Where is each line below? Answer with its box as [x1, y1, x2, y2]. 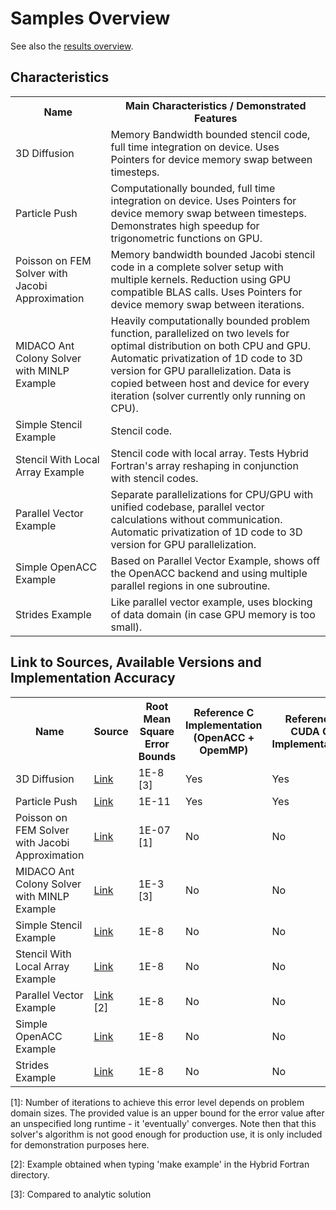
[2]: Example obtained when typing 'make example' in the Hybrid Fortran [10, 1158, 310, 1170]
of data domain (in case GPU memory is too [110, 607, 316, 621]
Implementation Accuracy [10, 670, 176, 687]
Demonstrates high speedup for [110, 218, 260, 232]
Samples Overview [10, 7, 171, 30]
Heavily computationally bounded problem [110, 313, 311, 327]
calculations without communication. [110, 512, 283, 526]
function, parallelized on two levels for [110, 326, 290, 340]
